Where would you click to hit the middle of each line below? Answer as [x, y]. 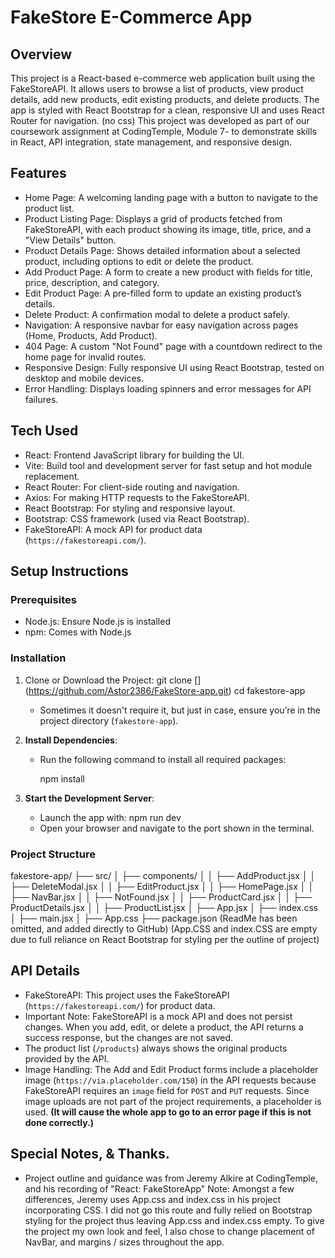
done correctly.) [59, 1122]
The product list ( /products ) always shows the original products [156, 1048]
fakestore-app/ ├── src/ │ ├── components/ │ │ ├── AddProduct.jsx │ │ [163, 875]
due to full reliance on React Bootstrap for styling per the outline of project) [165, 939]
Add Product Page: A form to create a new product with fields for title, [168, 272]
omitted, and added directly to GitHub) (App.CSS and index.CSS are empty [164, 928]
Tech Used [44, 431]
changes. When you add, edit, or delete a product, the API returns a [164, 1027]
